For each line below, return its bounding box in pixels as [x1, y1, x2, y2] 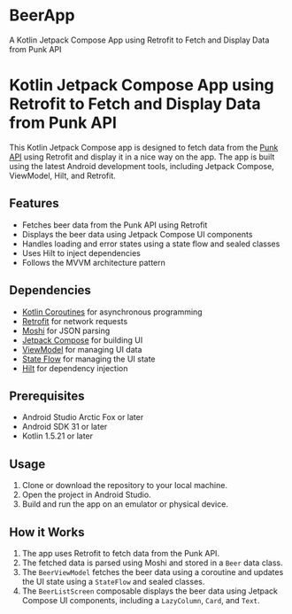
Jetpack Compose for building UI [21, 334, 143, 346]
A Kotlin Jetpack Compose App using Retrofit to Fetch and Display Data [9, 35, 270, 45]
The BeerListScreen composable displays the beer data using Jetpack [21, 586, 279, 596]
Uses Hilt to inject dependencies [21, 247, 142, 258]
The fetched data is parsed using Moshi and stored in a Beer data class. [21, 557, 283, 568]
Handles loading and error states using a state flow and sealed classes [21, 238, 280, 249]
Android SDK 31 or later [21, 422, 108, 432]
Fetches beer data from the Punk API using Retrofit [21, 219, 208, 230]
